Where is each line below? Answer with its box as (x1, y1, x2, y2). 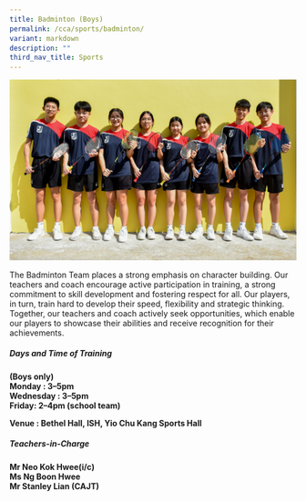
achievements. (9, 327, 65, 338)
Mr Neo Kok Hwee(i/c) (9, 461, 96, 472)
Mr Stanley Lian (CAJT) (9, 480, 100, 491)
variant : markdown (9, 34, 79, 43)
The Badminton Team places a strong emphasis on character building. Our (9, 269, 289, 280)
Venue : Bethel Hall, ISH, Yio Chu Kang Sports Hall (9, 417, 202, 428)
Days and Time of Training (9, 348, 112, 359)
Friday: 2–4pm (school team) (9, 400, 121, 411)
